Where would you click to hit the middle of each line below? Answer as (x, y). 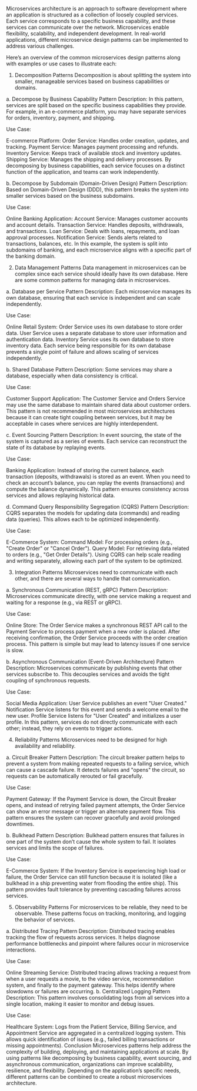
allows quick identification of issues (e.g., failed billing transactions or (91, 1039)
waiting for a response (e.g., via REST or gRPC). (64, 602)
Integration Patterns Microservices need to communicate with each (96, 572)
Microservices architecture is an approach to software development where (96, 9)
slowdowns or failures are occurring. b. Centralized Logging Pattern (88, 991)
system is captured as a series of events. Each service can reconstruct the (96, 441)
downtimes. (20, 824)
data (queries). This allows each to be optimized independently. (83, 519)
